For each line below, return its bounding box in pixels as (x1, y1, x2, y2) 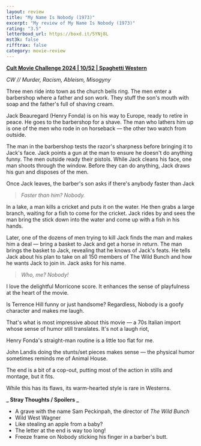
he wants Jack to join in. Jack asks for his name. (6, 259, 126, 267)
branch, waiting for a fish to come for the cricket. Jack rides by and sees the (6, 209, 195, 217)
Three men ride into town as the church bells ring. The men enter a (6, 88, 172, 95)
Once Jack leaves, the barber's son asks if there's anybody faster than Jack (6, 179, 195, 187)
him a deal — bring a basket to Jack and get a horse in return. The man (6, 240, 182, 247)
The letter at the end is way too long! (14, 427, 106, 434)
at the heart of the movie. (6, 289, 69, 296)
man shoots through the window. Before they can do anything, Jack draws (6, 161, 190, 169)
